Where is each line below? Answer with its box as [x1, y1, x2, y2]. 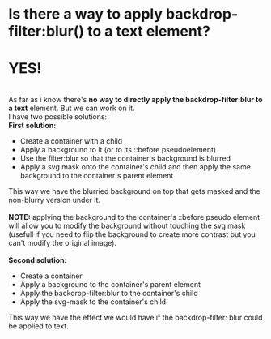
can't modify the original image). [8, 238, 117, 248]
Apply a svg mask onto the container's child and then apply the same [19, 162, 251, 172]
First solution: [8, 121, 57, 131]
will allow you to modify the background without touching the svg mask [8, 221, 246, 231]
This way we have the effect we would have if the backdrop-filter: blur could [8, 313, 263, 323]
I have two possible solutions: [8, 112, 108, 122]
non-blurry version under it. [8, 195, 101, 205]
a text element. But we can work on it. [8, 103, 135, 114]
